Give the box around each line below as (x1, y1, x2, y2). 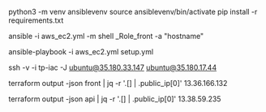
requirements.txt (8, 15, 64, 25)
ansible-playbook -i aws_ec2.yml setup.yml (8, 47, 154, 56)
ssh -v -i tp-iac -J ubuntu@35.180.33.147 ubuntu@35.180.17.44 (8, 62, 217, 72)
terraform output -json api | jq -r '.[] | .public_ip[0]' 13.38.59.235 (8, 94, 221, 104)
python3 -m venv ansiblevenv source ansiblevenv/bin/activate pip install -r (8, 7, 258, 16)
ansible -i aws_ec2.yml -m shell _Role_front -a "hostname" (8, 32, 204, 41)
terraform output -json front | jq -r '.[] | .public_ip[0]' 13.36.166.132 (8, 79, 228, 88)
